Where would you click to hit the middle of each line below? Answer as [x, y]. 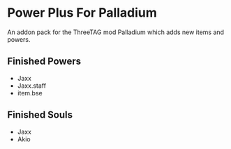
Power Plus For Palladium [82, 13]
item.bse [30, 93]
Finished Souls [40, 115]
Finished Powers [44, 62]
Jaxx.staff [32, 86]
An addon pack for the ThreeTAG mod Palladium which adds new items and [116, 32]
